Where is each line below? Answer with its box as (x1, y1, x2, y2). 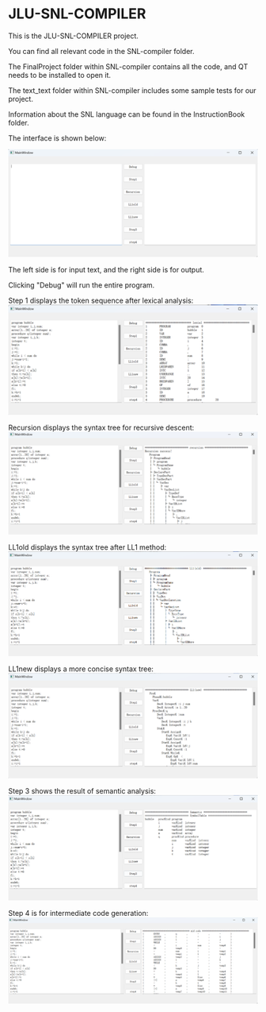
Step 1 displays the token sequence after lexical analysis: (8, 295, 194, 305)
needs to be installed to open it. (8, 70, 112, 79)
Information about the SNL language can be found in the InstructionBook (8, 109, 245, 119)
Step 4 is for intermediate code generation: (8, 908, 149, 917)
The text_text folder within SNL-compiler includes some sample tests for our (8, 85, 256, 95)
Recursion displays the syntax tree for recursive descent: (8, 423, 195, 432)
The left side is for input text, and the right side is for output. (8, 265, 204, 274)
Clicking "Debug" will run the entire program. (8, 280, 155, 290)
